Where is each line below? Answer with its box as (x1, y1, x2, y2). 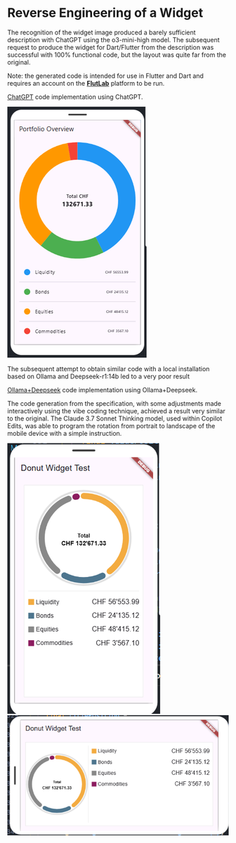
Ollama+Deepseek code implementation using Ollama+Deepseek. (7, 385, 198, 394)
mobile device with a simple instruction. (7, 429, 122, 437)
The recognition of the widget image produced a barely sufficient (7, 28, 196, 36)
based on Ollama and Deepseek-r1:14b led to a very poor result (7, 372, 190, 380)
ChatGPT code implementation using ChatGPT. (7, 93, 143, 101)
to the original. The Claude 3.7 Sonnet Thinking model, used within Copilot (7, 414, 223, 423)
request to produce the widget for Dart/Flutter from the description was (7, 43, 214, 51)
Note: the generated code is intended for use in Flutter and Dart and (7, 72, 204, 80)
